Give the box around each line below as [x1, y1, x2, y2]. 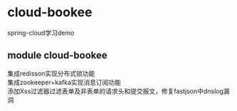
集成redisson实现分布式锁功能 [7, 69, 95, 78]
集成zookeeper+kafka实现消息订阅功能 [7, 78, 121, 86]
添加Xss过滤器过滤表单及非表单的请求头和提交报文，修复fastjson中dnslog [7, 86, 224, 95]
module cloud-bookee [7, 49, 108, 62]
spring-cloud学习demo [7, 28, 75, 37]
